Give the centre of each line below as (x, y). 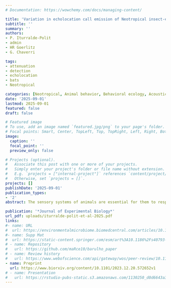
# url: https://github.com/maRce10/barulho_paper (61, 249)
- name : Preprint (24, 263)
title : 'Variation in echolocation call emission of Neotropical (76, 19)
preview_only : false (32, 150)
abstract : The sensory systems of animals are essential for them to (81, 202)
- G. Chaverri (20, 52)
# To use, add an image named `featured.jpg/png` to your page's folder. (85, 127)
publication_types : (26, 193)
